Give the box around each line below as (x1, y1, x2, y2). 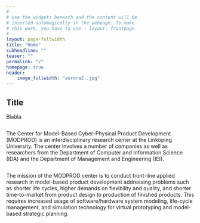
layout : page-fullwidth (6, 36, 66, 42)
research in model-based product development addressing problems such (6, 178, 189, 185)
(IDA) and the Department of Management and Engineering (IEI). (6, 155, 164, 162)
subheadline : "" (6, 48, 47, 54)
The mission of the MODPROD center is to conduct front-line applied (6, 172, 175, 179)
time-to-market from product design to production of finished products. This (6, 191, 195, 198)
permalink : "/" (6, 58, 44, 64)
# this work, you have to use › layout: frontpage (6, 25, 135, 32)
